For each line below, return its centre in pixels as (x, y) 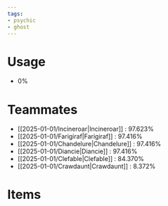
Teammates (43, 109)
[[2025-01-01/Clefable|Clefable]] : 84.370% (81, 159)
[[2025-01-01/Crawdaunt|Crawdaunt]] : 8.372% (86, 167)
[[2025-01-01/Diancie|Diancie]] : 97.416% (77, 151)
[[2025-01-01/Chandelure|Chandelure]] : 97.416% (89, 144)
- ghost (19, 27)
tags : (15, 14)
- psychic (22, 20)
